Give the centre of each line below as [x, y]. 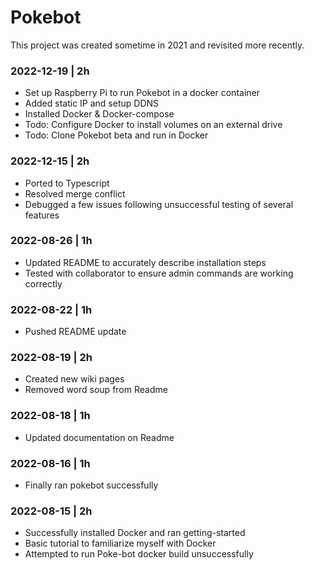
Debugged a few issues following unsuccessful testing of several [159, 204]
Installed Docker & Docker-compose [99, 114]
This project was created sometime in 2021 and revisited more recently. [157, 45]
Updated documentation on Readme [99, 437]
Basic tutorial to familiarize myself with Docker [120, 543]
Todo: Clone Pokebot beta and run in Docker [116, 135]
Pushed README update [75, 332]
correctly [43, 283]
